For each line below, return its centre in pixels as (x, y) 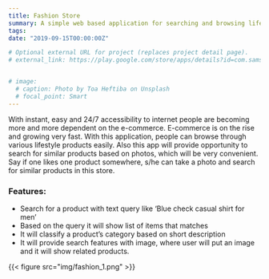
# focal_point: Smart (52, 96)
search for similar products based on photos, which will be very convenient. (133, 153)
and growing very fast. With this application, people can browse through (127, 136)
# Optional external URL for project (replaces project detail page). (128, 53)
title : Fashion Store (44, 16)
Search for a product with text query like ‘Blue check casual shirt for (132, 208)
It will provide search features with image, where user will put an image (137, 242)
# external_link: (37, 60)
